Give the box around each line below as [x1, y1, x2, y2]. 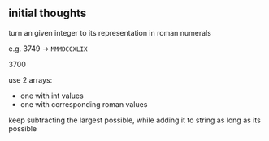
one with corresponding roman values [20, 99, 148, 109]
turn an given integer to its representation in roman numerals [8, 28, 211, 37]
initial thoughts [8, 6, 87, 20]
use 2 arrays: [8, 75, 53, 84]
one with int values [20, 91, 84, 100]
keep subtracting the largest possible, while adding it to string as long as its [8, 115, 262, 125]
